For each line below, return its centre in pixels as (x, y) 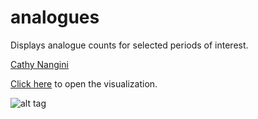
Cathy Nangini (39, 64)
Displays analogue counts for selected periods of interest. (129, 45)
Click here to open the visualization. (84, 83)
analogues (55, 17)
